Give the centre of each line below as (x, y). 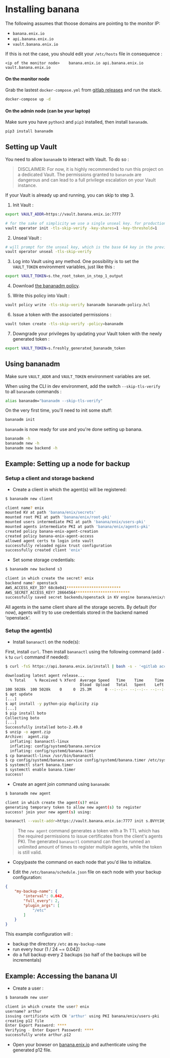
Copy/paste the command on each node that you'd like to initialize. (82, 862)
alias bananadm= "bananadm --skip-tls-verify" (54, 401)
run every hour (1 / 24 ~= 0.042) (46, 950)
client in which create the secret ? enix (50, 578)
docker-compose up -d (28, 99)
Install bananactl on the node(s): (46, 642)
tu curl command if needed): (39, 657)
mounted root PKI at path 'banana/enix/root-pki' (59, 517)
